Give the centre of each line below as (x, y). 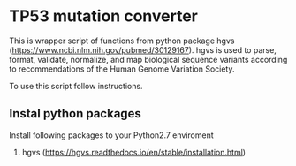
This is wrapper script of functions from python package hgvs (122, 41)
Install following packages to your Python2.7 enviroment (111, 135)
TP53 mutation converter (104, 16)
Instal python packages (75, 113)
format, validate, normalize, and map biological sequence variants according (148, 59)
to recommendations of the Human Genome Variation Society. (122, 69)
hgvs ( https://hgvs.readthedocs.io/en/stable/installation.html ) (133, 152)
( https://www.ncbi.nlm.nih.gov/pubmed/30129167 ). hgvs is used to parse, (143, 49)
